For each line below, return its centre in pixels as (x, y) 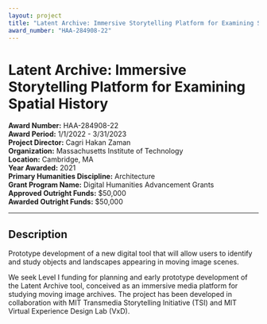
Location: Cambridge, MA (51, 159)
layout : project (35, 16)
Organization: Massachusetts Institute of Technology (96, 151)
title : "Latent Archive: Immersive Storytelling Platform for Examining (131, 23)
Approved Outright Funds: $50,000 (68, 193)
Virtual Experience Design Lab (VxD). (69, 311)
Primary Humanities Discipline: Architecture (82, 177)
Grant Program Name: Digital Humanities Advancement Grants (111, 185)
